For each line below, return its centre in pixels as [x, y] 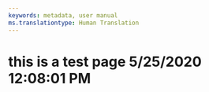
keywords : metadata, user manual [63, 15]
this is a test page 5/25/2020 [105, 62]
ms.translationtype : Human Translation [74, 23]
